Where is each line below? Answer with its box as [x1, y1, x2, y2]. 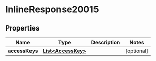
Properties [5, 24, 40, 33]
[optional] [125, 47, 149, 54]
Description [91, 39, 120, 46]
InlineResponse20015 [5, 4, 99, 15]
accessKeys [8, 47, 38, 54]
